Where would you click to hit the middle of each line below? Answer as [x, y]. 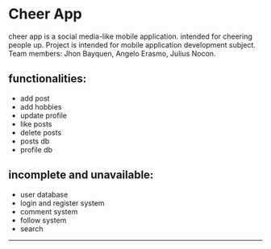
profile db [36, 149]
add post [35, 98]
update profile [43, 115]
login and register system [62, 203]
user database [44, 194]
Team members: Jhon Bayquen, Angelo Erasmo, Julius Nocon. [112, 53]
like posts [36, 124]
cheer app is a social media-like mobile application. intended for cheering [130, 36]
